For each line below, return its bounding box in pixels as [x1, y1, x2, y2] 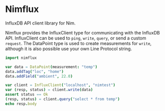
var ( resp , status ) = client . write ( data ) [5, 87, 93, 92]
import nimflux [5, 55, 37, 60]
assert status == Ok [5, 92, 49, 97]
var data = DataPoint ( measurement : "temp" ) [5, 64, 98, 69]
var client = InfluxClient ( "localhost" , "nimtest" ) [5, 82, 115, 88]
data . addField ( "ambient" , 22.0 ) [5, 73, 73, 78]
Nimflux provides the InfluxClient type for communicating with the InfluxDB [5, 29, 160, 35]
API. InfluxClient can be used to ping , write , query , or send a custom [5, 35, 146, 41]
